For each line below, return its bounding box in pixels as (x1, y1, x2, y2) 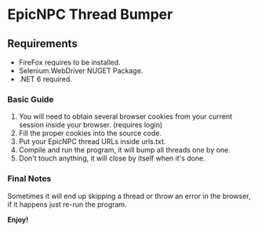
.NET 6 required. (18, 75, 72, 83)
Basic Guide (7, 94, 54, 105)
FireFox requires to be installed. (18, 57, 121, 67)
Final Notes (7, 173, 52, 184)
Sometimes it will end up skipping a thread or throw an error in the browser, (7, 191, 252, 201)
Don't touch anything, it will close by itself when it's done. (18, 153, 205, 163)
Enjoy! (7, 215, 29, 224)
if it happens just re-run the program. (7, 199, 127, 209)
